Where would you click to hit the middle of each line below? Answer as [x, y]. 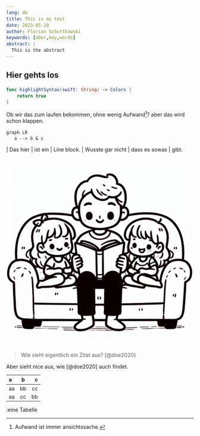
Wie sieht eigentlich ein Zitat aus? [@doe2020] [78, 355]
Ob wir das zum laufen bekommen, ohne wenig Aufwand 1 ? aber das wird [96, 114]
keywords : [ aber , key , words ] [41, 38]
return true [32, 96]
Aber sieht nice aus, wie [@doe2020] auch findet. [67, 366]
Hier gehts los [32, 75]
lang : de [17, 13]
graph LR [17, 132]
